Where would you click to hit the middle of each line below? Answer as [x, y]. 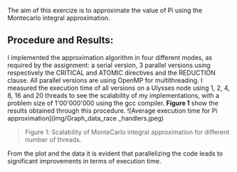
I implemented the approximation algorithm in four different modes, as [110, 57]
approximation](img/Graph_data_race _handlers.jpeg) [86, 118]
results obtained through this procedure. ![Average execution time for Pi [112, 111]
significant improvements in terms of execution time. [84, 161]
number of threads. [53, 139]
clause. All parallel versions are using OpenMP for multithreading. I [105, 80]
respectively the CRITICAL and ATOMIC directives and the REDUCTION [111, 72]
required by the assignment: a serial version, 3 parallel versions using [109, 65]
